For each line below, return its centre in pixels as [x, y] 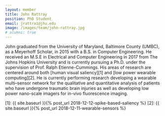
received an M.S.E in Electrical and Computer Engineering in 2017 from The [82, 57]
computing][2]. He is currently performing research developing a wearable [81, 78]
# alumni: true [21, 32]
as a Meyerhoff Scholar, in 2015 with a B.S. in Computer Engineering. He [78, 52]
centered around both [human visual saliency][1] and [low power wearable [81, 72]
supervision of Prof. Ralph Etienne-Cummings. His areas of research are [78, 67]
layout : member [21, 10]
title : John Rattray [26, 14]
